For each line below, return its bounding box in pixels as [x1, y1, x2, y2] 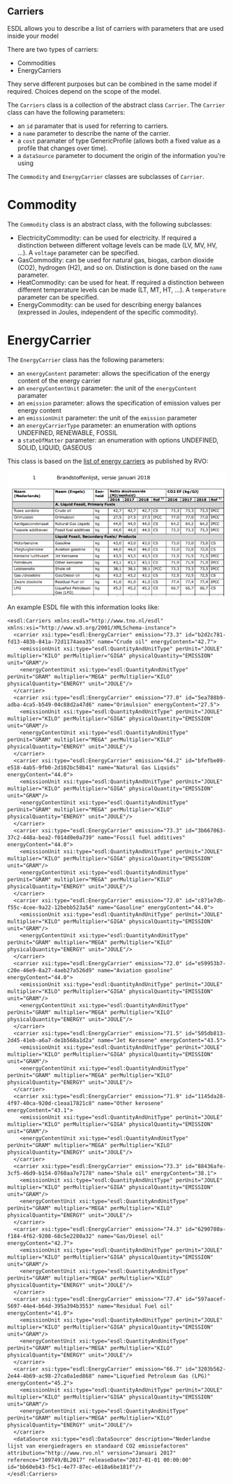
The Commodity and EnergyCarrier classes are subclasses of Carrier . [7, 172, 204, 180]
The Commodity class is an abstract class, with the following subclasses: [7, 220, 212, 228]
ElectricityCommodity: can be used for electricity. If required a [17, 234, 197, 242]
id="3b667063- [185, 827, 227, 834]
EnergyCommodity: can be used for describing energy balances [17, 300, 202, 308]
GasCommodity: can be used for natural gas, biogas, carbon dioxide [17, 255, 214, 264]
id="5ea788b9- [185, 694, 227, 701]
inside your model [7, 31, 59, 40]
